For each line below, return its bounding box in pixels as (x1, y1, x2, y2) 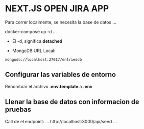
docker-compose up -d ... (5, 28, 57, 34)
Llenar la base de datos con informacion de (5, 98, 140, 106)
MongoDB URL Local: (12, 48, 56, 53)
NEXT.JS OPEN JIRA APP (5, 3, 109, 14)
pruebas (5, 105, 31, 114)
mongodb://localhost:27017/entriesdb (5, 57, 82, 62)
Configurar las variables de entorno (5, 71, 116, 79)
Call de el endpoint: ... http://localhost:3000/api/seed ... (5, 118, 117, 124)
